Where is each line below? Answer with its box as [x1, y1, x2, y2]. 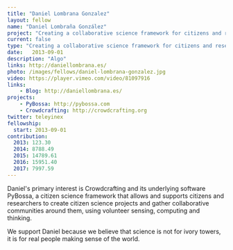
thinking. [7, 213, 33, 222]
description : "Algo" [7, 56, 67, 62]
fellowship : [7, 119, 42, 127]
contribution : [7, 133, 49, 140]
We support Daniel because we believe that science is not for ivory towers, [7, 227, 221, 235]
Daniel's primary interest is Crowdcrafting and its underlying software [7, 184, 206, 192]
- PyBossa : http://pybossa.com [19, 101, 110, 108]
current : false [7, 36, 51, 43]
